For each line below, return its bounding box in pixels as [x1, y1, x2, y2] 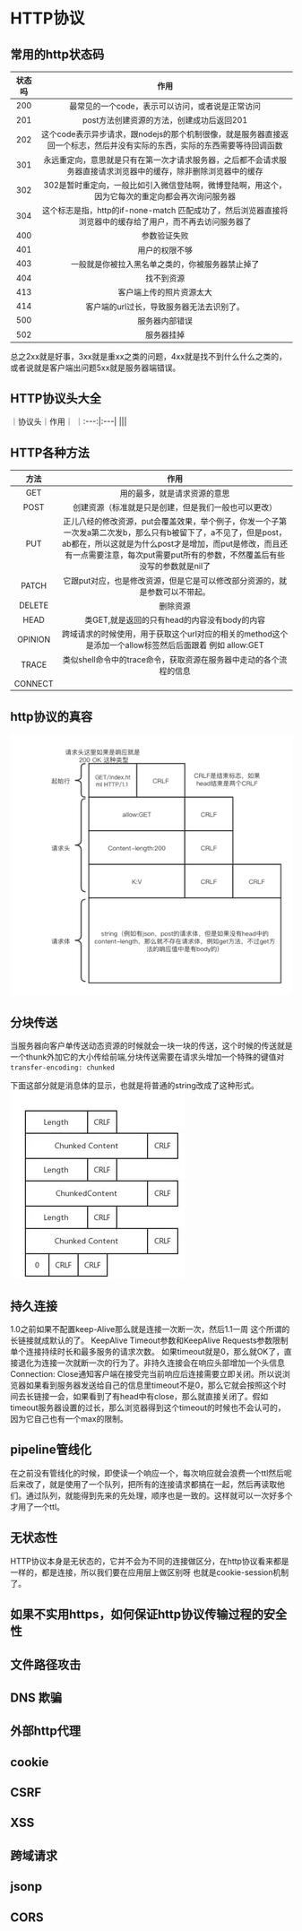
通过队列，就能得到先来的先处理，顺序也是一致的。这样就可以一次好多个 [25, 1490, 293, 1501]
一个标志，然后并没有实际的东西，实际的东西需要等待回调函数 [55, 140, 283, 151]
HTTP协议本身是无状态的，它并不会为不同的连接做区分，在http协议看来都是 [10, 1555, 289, 1566]
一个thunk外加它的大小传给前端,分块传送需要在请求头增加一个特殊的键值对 [10, 1052, 285, 1062]
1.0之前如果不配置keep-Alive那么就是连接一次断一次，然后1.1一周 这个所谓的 [10, 1324, 290, 1335]
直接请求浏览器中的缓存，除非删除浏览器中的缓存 [82, 165, 263, 176]
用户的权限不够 [137, 244, 194, 255]
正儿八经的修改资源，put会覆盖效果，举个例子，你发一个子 [63, 516, 280, 527]
